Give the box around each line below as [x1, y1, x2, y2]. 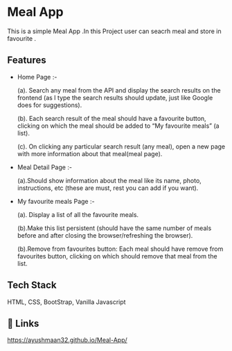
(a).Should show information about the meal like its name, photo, [17, 176, 202, 184]
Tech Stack [7, 279, 57, 291]
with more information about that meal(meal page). [17, 149, 163, 158]
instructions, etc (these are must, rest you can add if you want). [17, 184, 199, 192]
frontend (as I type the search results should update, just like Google [17, 93, 213, 102]
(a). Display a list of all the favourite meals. [17, 210, 139, 218]
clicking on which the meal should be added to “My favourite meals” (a [17, 122, 220, 130]
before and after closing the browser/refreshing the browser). [17, 231, 193, 239]
